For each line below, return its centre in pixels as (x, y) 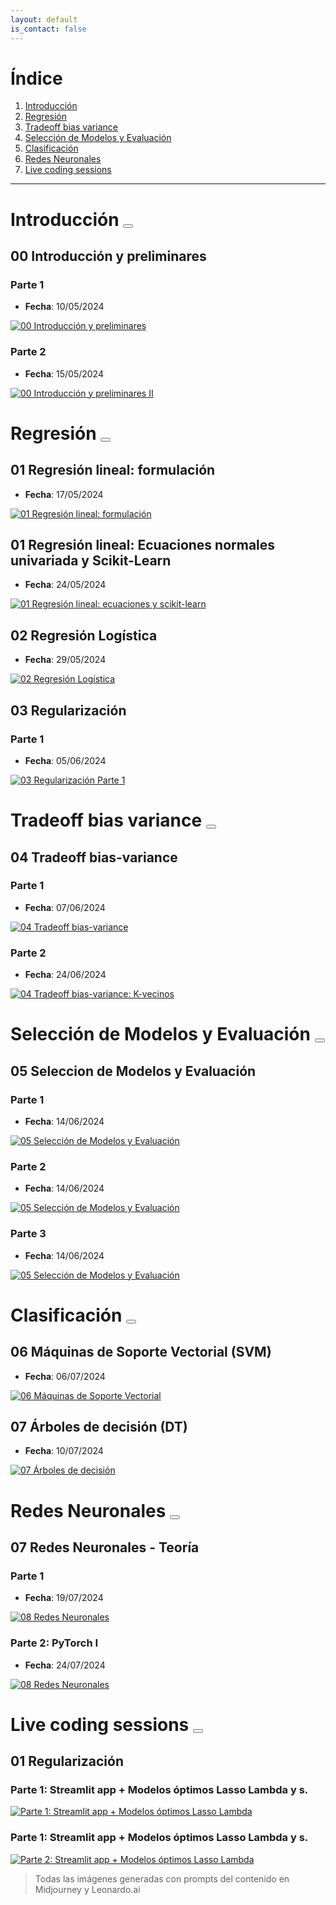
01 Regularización (67, 1761)
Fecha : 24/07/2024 (65, 1665)
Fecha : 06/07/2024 (65, 1376)
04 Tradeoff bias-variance (94, 857)
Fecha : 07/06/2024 (65, 907)
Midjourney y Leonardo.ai (87, 1889)
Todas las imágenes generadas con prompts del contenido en (162, 1878)
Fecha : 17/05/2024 (64, 494)
